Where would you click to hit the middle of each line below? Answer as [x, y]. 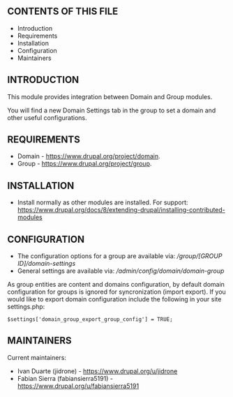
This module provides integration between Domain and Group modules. [110, 96]
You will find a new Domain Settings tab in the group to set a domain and [112, 110]
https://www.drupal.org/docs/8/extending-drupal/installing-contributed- [121, 210]
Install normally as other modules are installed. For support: [103, 202]
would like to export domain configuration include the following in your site [114, 299]
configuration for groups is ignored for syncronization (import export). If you [117, 292]
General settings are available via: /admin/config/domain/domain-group [121, 271]
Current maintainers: [37, 357]
